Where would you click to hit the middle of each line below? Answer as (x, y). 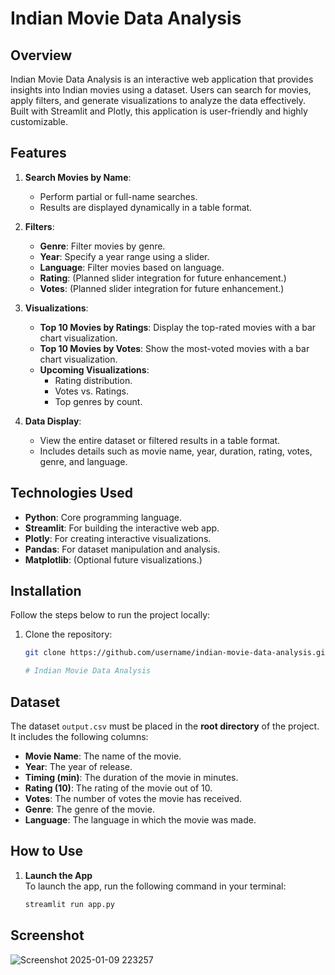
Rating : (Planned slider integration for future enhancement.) (163, 278)
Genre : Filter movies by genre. (102, 246)
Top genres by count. (98, 401)
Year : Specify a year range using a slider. (124, 256)
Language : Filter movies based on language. (132, 267)
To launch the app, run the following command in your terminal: (155, 886)
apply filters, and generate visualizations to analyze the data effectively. (158, 100)
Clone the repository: (68, 634)
